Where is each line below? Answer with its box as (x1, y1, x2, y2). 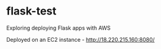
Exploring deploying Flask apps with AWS (6, 24, 111, 31)
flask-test (6, 4, 57, 18)
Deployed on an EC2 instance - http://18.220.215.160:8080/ (6, 36, 155, 43)
